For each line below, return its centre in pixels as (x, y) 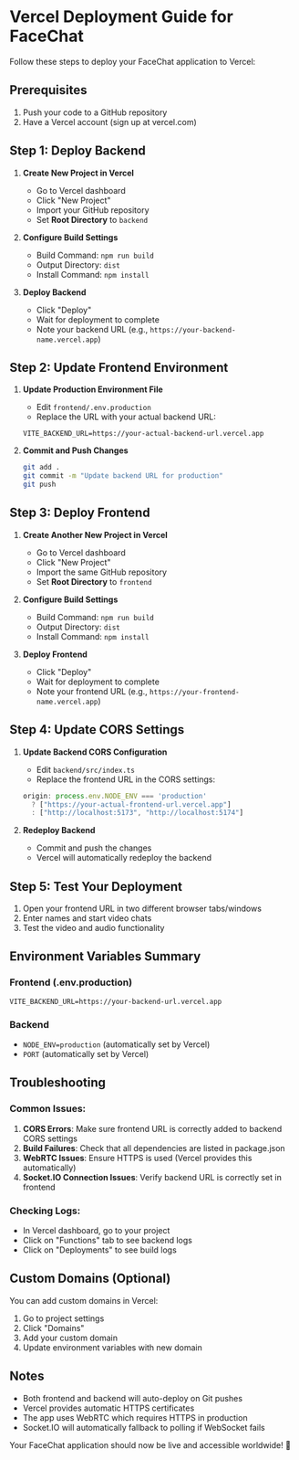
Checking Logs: (45, 1211)
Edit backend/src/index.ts (85, 769)
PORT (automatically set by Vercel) (86, 1054)
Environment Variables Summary (105, 957)
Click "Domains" (53, 1328)
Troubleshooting (58, 1083)
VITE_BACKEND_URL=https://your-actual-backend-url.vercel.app (143, 434)
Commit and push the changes (94, 848)
